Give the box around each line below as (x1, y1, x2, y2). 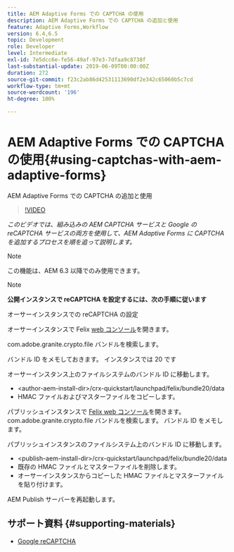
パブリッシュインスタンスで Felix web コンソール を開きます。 (7, 407, 186, 416)
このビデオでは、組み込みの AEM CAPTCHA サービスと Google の (7, 220, 197, 228)
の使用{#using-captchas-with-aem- (7, 152, 222, 168)
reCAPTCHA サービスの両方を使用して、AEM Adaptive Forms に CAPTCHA (7, 228, 225, 237)
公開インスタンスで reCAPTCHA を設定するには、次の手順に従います (7, 295, 207, 303)
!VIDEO (24, 205, 46, 214)
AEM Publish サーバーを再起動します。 (7, 495, 119, 503)
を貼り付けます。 (17, 480, 67, 489)
